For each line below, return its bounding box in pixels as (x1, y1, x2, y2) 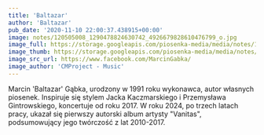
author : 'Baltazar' (8, 19, 72, 27)
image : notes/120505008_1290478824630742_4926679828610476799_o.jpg (8, 33, 237, 42)
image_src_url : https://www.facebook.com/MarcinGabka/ (8, 56, 192, 64)
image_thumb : (8, 48, 51, 56)
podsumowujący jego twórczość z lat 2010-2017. (8, 117, 166, 126)
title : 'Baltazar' (8, 11, 68, 20)
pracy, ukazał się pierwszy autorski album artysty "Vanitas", (8, 109, 202, 119)
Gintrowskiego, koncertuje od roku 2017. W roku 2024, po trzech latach (8, 100, 239, 110)
